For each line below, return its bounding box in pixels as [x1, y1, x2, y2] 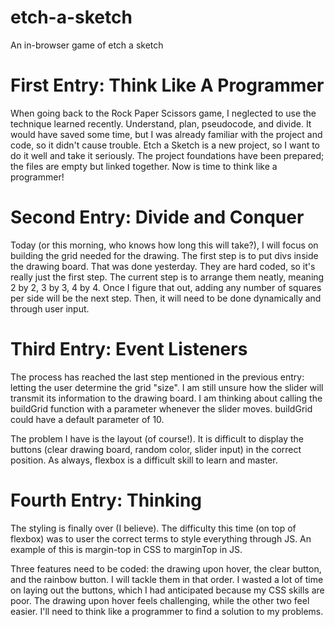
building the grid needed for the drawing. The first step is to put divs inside [10, 249, 319, 261]
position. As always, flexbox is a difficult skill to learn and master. [10, 454, 278, 466]
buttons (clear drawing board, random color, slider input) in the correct [10, 443, 302, 455]
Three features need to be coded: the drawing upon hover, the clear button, [10, 562, 322, 575]
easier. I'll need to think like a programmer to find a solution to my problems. [10, 605, 324, 617]
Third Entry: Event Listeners [10, 338, 248, 360]
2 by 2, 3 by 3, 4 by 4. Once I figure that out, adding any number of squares [10, 281, 322, 293]
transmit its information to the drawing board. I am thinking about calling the [10, 392, 323, 404]
